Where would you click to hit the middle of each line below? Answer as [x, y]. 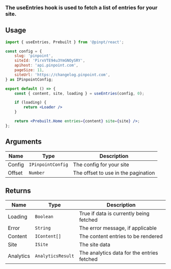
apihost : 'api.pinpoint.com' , [47, 65]
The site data [95, 245]
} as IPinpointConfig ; [29, 79]
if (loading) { [31, 103]
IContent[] [48, 237]
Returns [18, 191]
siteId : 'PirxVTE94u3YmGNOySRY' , [50, 61]
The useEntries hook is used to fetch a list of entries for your [81, 8]
